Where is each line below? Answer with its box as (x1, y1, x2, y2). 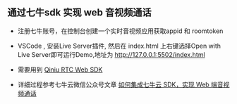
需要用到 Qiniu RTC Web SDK (17, 65, 103, 74)
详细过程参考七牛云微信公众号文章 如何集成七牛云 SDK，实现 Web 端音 (17, 80, 224, 89)
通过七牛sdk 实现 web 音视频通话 (7, 6, 152, 19)
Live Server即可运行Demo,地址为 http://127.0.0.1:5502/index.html (17, 50, 206, 58)
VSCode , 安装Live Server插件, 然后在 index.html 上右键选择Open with (17, 41, 221, 50)
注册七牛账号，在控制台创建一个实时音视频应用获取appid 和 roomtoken (17, 27, 224, 35)
